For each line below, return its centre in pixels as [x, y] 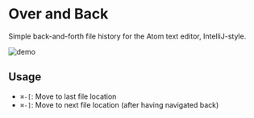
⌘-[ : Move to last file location [68, 96]
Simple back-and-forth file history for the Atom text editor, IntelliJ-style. [127, 36]
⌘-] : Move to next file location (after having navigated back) [119, 104]
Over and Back [58, 14]
